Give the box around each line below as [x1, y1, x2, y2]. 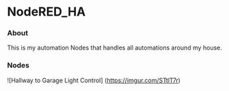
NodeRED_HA [7, 4, 86, 20]
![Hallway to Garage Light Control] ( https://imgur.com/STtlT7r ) [7, 76, 181, 84]
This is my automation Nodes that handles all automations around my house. [7, 43, 222, 52]
